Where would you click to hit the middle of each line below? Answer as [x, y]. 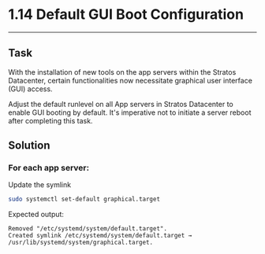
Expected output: [36, 215]
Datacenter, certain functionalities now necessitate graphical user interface [130, 80]
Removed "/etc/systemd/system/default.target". [88, 229]
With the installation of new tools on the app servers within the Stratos [122, 72]
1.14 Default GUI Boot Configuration [126, 15]
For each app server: [49, 168]
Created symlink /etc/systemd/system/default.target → [100, 236]
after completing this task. [50, 120]
